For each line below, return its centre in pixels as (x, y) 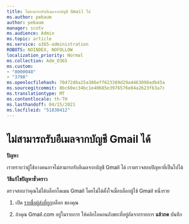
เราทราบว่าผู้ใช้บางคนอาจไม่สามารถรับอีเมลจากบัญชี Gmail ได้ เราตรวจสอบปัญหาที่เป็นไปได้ (95, 168)
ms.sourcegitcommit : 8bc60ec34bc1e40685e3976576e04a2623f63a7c (86, 88)
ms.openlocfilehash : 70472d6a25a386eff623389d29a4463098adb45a (86, 83)
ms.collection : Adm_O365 (37, 61)
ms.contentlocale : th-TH (37, 99)
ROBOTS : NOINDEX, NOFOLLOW (40, 50)
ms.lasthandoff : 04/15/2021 (41, 104)
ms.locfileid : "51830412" (38, 110)
